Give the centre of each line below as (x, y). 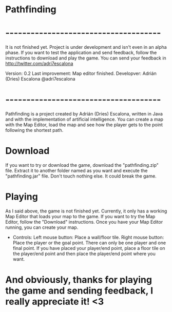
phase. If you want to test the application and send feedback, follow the (81, 53)
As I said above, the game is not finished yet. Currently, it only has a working (86, 211)
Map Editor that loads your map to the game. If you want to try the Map (80, 216)
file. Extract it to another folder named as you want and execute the (77, 171)
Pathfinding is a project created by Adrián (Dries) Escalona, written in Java (84, 114)
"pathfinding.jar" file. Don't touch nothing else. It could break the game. (81, 176)
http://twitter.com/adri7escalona (39, 64)
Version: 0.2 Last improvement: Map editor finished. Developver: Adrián (81, 73)
